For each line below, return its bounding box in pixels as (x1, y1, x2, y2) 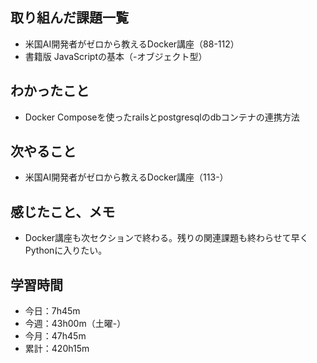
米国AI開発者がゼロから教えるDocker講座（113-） (24, 171, 229, 183)
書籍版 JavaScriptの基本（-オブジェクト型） (24, 50, 208, 62)
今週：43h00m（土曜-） (24, 318, 127, 330)
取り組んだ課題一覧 (10, 9, 129, 27)
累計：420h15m (24, 343, 90, 355)
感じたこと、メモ (10, 203, 116, 220)
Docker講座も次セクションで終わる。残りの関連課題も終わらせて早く (24, 232, 309, 244)
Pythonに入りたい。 (24, 244, 108, 257)
